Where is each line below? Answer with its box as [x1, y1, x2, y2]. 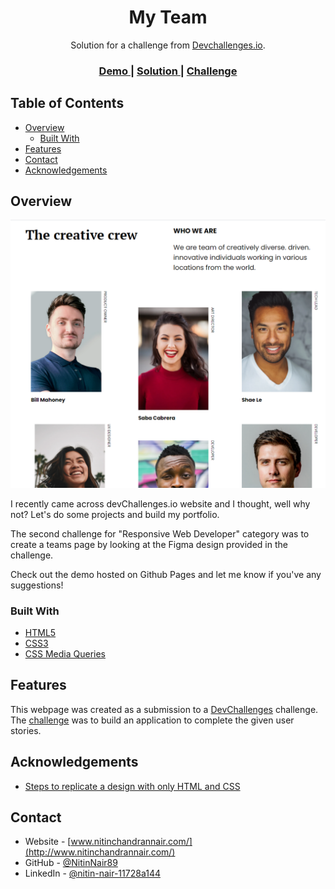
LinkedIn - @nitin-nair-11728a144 [24, 867, 161, 880]
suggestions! [10, 579, 64, 591]
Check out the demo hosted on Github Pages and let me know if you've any [10, 568, 322, 580]
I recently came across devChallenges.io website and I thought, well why [10, 497, 311, 510]
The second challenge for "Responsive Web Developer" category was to [10, 527, 310, 540]
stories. [10, 724, 42, 736]
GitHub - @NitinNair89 [24, 857, 118, 869]
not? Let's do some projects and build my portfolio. [10, 508, 220, 520]
